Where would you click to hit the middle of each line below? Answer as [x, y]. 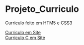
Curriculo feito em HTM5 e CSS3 [39, 23]
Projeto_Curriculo [42, 9]
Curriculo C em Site [25, 38]
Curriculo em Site [23, 32]
